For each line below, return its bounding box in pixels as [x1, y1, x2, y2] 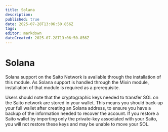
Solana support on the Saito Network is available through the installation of [5, 74, 161, 80]
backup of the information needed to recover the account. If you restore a [5, 110, 159, 116]
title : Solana [5, 7, 35, 13]
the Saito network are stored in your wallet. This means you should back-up [5, 99, 163, 106]
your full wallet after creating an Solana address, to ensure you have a [5, 105, 151, 111]
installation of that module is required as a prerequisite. [5, 84, 120, 91]
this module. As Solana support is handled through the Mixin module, [5, 79, 149, 85]
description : [5, 12, 33, 17]
